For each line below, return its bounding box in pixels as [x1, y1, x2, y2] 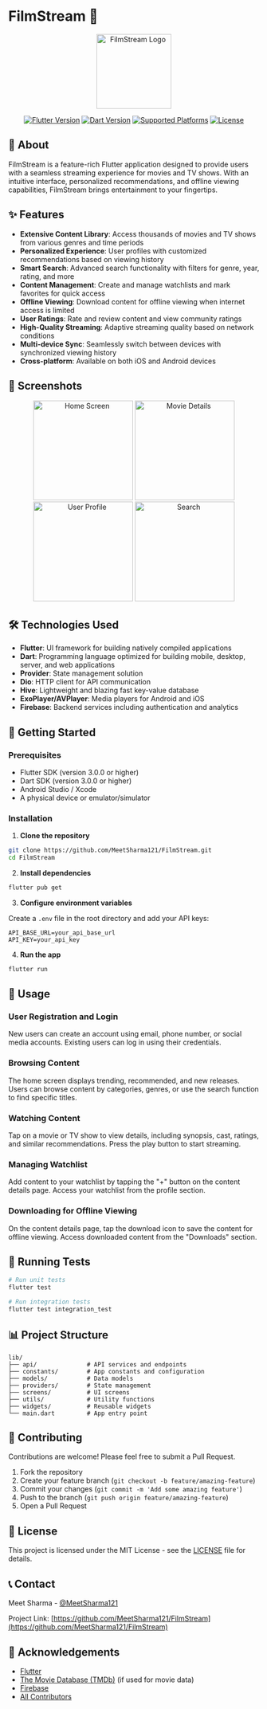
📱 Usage [8, 987, 50, 1001]
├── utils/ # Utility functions [8, 1395, 155, 1403]
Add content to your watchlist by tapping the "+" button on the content [8, 1177, 241, 1186]
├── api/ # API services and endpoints [8, 1360, 187, 1369]
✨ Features [8, 208, 65, 221]
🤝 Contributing [8, 1431, 83, 1444]
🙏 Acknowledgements [8, 1645, 120, 1659]
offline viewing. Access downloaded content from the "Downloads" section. [8, 1232, 257, 1241]
